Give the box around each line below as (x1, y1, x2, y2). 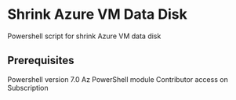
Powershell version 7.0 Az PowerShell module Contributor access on (7, 74, 228, 84)
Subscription (7, 83, 49, 92)
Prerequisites (7, 54, 74, 67)
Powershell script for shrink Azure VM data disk (7, 31, 162, 41)
